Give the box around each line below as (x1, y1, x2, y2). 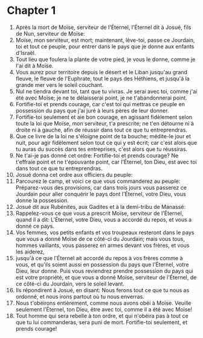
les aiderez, (15, 248, 45, 255)
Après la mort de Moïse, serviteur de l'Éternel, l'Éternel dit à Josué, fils (15, 24, 192, 31)
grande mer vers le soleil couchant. (15, 81, 104, 88)
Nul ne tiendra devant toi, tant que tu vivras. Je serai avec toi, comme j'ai (15, 88, 198, 95)
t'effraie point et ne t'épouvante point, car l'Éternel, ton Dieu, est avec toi (15, 158, 197, 165)
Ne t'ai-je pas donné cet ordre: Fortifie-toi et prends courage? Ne (15, 151, 179, 159)
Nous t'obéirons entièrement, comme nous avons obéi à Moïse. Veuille (15, 299, 192, 307)
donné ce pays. (15, 222, 55, 229)
